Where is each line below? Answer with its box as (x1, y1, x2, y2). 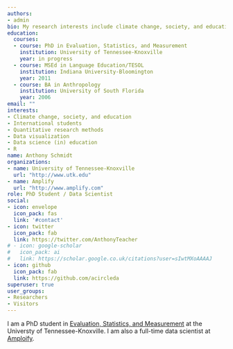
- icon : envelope (7, 204, 58, 211)
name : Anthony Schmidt (7, 152, 73, 160)
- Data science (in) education (7, 139, 98, 146)
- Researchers (7, 294, 49, 301)
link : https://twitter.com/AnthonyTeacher (13, 236, 138, 243)
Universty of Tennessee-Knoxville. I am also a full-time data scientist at (7, 327, 211, 335)
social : (7, 197, 30, 205)
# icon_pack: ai (7, 249, 60, 256)
